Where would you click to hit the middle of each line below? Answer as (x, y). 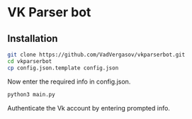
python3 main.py (31, 94)
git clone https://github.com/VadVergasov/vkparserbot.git (96, 55)
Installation (33, 39)
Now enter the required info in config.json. (69, 81)
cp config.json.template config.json (63, 68)
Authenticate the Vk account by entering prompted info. (89, 108)
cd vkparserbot (30, 61)
